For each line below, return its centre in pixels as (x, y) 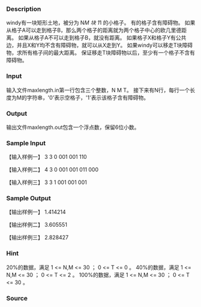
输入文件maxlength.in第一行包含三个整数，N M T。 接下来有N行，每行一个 (98, 90)
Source (17, 298)
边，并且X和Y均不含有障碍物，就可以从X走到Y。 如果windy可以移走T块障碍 (100, 45)
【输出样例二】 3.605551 (37, 225)
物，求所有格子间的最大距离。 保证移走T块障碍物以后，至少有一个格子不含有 (100, 53)
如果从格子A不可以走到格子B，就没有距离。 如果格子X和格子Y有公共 (102, 38)
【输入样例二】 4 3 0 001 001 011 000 (52, 170)
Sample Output (28, 198)
